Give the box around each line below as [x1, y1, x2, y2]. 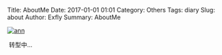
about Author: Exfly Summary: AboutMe [7, 13, 121, 21]
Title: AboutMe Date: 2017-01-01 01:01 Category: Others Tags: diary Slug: [7, 6, 216, 14]
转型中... [8, 41, 33, 49]
